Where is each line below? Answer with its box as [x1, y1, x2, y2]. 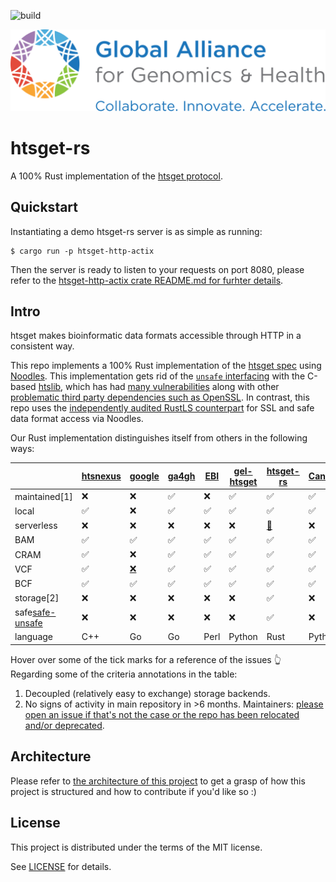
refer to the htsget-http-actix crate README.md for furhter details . [10, 274, 284, 286]
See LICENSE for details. [10, 860, 112, 872]
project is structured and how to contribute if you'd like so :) [10, 785, 257, 797]
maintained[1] [14, 490, 73, 502]
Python [228, 631, 258, 643]
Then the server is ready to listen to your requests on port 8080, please [10, 263, 305, 275]
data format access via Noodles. [10, 413, 144, 425]
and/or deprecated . [24, 719, 105, 731]
